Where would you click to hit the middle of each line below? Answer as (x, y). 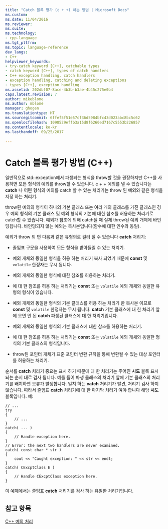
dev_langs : (17, 52)
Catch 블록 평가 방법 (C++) (59, 163)
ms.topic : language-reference (37, 47)
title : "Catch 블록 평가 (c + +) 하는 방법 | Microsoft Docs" (67, 10)
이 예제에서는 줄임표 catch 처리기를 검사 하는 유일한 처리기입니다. (69, 491)
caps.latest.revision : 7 (31, 94)
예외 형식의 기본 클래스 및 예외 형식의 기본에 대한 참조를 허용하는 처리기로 (82, 214)
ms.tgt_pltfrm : (21, 43)
